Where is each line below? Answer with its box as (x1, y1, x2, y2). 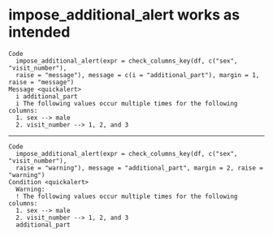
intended (8, 23, 71, 41)
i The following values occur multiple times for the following (15, 99, 238, 107)
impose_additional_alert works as (8, 6, 240, 24)
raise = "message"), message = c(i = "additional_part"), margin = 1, (15, 71, 260, 79)
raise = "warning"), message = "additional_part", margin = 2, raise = (15, 164, 264, 172)
